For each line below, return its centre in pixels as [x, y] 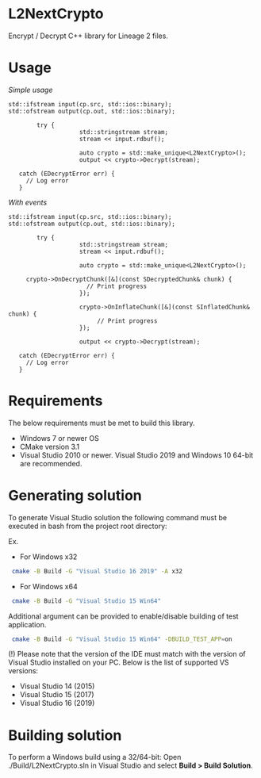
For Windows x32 [48, 557]
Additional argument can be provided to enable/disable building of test [124, 616]
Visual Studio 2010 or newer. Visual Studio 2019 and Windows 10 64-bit [136, 455]
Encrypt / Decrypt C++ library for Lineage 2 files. [88, 36]
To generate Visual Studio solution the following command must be [118, 517]
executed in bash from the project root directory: [88, 526]
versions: [23, 671]
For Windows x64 [48, 586]
